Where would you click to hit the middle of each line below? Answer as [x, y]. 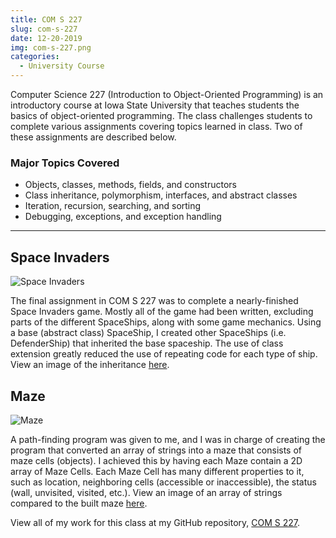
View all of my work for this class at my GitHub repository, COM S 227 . [155, 522]
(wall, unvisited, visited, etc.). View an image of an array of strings [146, 492]
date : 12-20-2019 [46, 38]
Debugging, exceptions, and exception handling [123, 217]
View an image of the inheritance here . [90, 365]
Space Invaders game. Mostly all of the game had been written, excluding [162, 312]
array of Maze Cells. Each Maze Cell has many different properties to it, [157, 471]
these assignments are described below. [93, 137]
